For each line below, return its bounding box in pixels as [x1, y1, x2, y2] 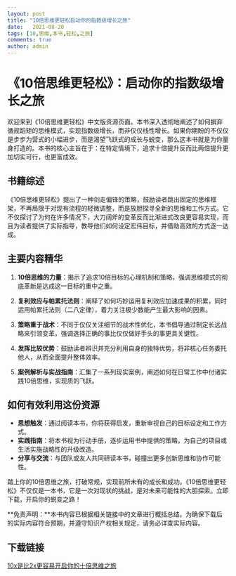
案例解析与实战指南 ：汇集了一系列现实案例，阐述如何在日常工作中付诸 [17, 367, 221, 376]
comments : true [7, 37, 52, 44]
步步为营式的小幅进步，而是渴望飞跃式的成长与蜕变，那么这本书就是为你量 [13, 135, 229, 143]
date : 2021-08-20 [7, 23, 65, 30]
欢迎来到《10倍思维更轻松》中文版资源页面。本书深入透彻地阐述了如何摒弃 [7, 117, 223, 126]
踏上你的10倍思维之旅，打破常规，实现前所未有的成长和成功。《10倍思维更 [7, 478, 221, 486]
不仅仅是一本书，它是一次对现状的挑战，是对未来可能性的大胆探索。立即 [19, 486, 229, 495]
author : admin [7, 43, 49, 50]
